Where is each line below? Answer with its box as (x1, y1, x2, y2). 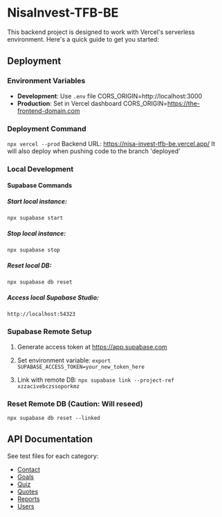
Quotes (17, 487, 39, 496)
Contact (17, 465, 40, 473)
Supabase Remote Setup (7, 327, 92, 337)
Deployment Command (7, 123, 86, 133)
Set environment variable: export (17, 356, 111, 365)
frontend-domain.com (17, 106, 81, 115)
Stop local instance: (7, 229, 66, 237)
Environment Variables (7, 76, 86, 86)
